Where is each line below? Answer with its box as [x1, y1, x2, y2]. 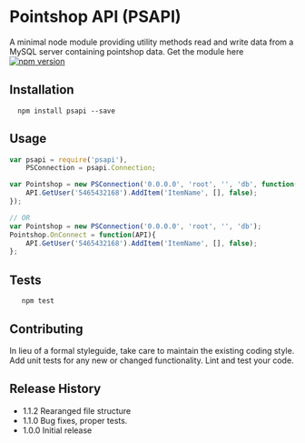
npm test [21, 297, 54, 306]
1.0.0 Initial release [22, 425, 93, 436]
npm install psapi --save [17, 106, 116, 116]
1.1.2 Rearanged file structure [22, 405, 132, 416]
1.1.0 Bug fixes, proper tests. [22, 415, 128, 426]
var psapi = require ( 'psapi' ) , [9, 155, 128, 165]
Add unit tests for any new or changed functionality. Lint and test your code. [9, 355, 294, 366]
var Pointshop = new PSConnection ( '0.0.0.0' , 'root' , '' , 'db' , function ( [9, 180, 299, 189]
